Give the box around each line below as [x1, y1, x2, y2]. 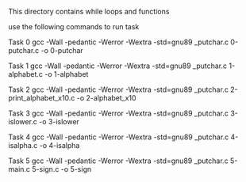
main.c [8, 165, 30, 173]
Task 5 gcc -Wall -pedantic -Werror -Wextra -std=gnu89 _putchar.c [8, 156, 229, 165]
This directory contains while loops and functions [8, 7, 170, 16]
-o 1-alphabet [44, 70, 89, 78]
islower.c [8, 117, 38, 126]
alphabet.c [8, 70, 44, 78]
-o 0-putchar [40, 46, 83, 55]
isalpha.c [8, 141, 38, 150]
